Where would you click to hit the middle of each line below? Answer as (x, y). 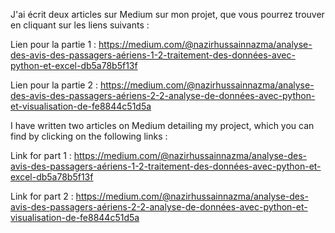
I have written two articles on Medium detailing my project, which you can (162, 125)
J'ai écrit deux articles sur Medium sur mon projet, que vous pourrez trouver (167, 14)
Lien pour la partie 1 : (53, 44)
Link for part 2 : (42, 196)
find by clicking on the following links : (89, 136)
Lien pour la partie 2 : (54, 85)
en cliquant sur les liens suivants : (80, 25)
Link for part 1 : (41, 155)
